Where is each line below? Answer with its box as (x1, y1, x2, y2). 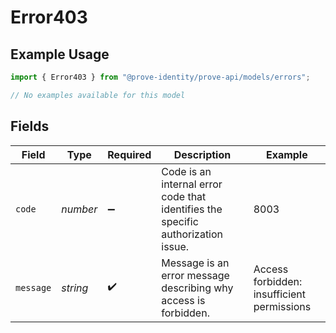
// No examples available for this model (10, 90, 186, 100)
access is (161, 293, 206, 307)
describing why (161, 281, 234, 295)
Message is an (161, 256, 230, 270)
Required (107, 147, 152, 161)
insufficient (253, 287, 307, 301)
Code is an (161, 164, 212, 178)
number (61, 202, 98, 216)
